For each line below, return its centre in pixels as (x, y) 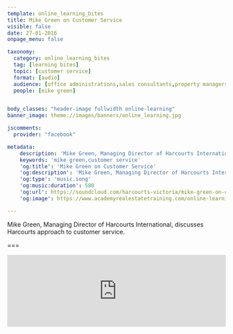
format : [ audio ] (37, 78)
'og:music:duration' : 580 (57, 186)
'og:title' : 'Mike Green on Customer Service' (88, 166)
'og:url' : (34, 192)
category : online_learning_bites (62, 59)
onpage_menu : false (35, 39)
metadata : (21, 147)
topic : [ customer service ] (52, 71)
